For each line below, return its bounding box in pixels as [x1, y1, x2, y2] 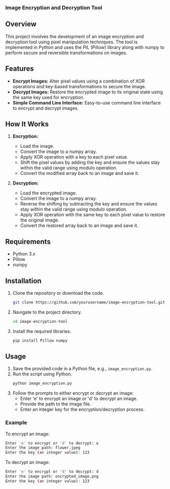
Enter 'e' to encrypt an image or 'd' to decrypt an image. [20, 396, 138, 402]
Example [5, 419, 27, 426]
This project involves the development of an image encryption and [5, 33, 144, 39]
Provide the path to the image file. [20, 401, 91, 407]
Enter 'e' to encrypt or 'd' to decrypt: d [5, 469, 99, 474]
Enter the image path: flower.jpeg [5, 445, 81, 450]
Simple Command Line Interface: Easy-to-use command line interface [12, 99, 161, 106]
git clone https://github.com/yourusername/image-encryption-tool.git [12, 300, 165, 305]
